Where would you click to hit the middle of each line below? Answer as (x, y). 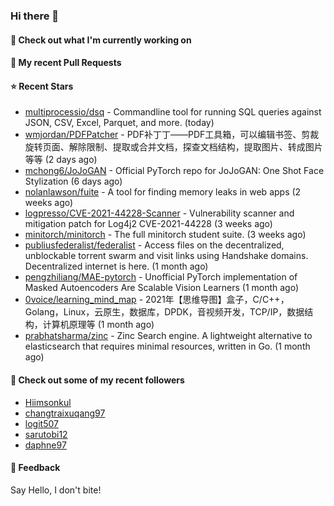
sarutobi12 (46, 434)
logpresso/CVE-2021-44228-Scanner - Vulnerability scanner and (159, 213)
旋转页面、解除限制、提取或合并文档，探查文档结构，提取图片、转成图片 (173, 147)
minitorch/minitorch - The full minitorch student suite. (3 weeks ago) (165, 235)
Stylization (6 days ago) (73, 181)
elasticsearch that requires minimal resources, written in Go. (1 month (167, 346)
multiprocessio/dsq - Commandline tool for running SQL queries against (173, 112)
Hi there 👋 (35, 16)
